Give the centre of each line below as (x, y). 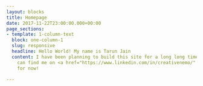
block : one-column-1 (37, 40)
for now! (28, 68)
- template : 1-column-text (40, 35)
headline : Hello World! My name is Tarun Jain (71, 51)
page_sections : (25, 29)
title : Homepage (27, 18)
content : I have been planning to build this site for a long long (98, 57)
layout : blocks (25, 12)
